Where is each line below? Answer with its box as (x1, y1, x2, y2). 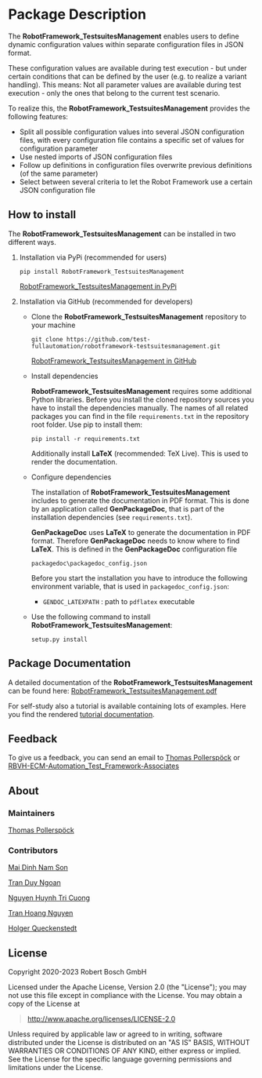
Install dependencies (31, 371, 99, 381)
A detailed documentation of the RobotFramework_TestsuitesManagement (8, 677, 253, 687)
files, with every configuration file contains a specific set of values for (19, 135, 245, 144)
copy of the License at (8, 999, 81, 1009)
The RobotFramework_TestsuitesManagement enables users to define (8, 31, 240, 41)
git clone (31, 335, 64, 343)
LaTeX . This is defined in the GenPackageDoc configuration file (31, 544, 237, 554)
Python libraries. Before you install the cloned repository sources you (31, 395, 254, 404)
